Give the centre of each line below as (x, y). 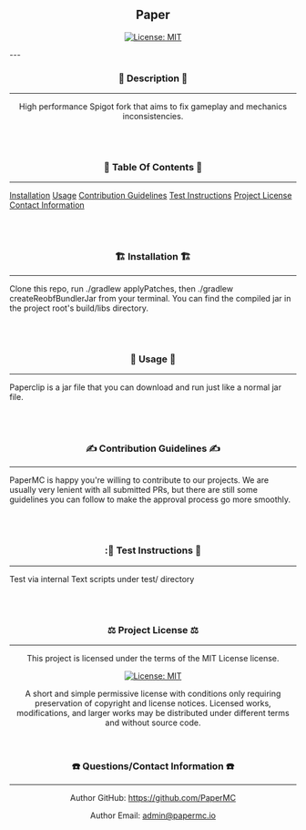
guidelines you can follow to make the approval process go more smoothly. (150, 499)
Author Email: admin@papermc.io (153, 815)
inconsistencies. (153, 117)
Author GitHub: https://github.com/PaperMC (153, 798)
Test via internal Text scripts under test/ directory (102, 579)
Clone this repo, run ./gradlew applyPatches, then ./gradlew (122, 288)
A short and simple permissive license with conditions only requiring (153, 693)
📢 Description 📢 (153, 78)
